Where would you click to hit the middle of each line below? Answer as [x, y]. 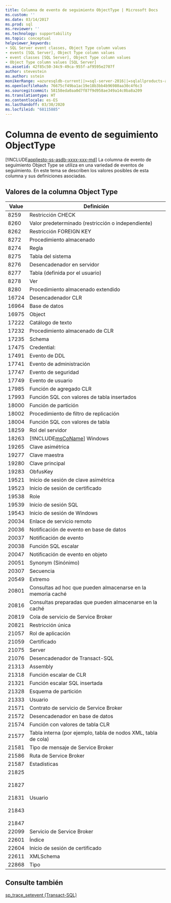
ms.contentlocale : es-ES [32, 100]
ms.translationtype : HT [31, 95]
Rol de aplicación [50, 633]
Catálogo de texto [51, 323]
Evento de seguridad [54, 372]
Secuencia [42, 571]
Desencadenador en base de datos [71, 716]
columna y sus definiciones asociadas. [46, 176]
